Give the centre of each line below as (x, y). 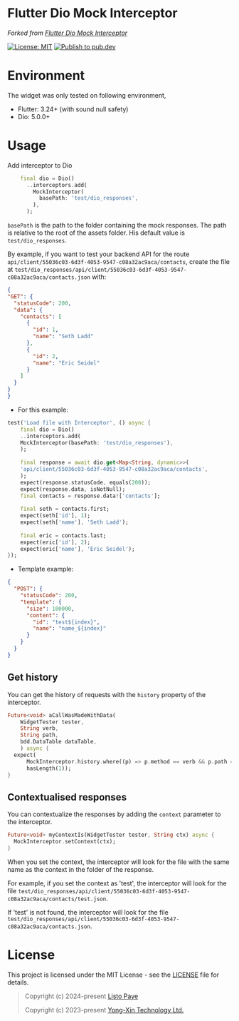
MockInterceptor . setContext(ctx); (65, 842)
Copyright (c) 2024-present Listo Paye (81, 996)
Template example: (46, 569)
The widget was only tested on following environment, (87, 95)
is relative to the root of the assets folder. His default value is (96, 233)
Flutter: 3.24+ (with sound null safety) (73, 109)
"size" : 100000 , (50, 609)
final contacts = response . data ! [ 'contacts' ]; (90, 496)
